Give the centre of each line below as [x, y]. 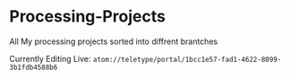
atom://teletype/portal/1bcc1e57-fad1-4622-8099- [187, 59]
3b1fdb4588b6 [34, 67]
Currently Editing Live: [50, 58]
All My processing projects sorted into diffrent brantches [114, 41]
